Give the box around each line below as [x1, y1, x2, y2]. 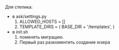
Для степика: [5, 4, 33, 10]
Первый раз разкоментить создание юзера [19, 39, 111, 45]
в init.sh [12, 29, 28, 34]
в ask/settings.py [12, 14, 47, 19]
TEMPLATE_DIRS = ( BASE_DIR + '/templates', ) [19, 24, 115, 30]
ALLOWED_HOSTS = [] [19, 19, 66, 24]
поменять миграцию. [19, 34, 64, 40]
